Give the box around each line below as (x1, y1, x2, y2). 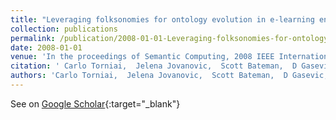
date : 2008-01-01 (10, 42, 83, 53)
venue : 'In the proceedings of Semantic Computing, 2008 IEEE (10, 52, 275, 62)
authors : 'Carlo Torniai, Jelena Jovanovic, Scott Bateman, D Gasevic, (10, 71, 329, 81)
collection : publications (10, 24, 118, 34)
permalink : (10, 33, 56, 43)
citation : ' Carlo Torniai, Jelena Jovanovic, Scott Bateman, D (10, 61, 298, 71)
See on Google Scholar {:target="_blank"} (10, 97, 181, 110)
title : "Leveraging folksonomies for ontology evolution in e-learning (10, 14, 315, 25)
